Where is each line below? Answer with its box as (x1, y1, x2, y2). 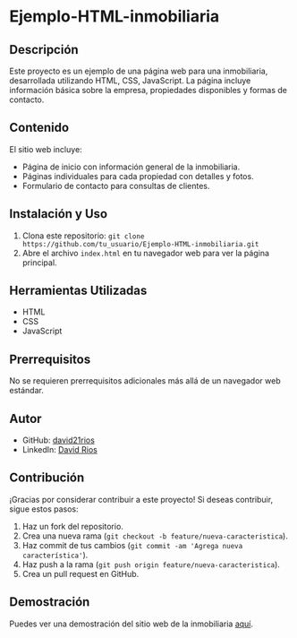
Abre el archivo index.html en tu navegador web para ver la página (21, 247, 270, 258)
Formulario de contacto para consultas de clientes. (21, 180, 210, 191)
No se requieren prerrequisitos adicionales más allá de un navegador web (9, 375, 281, 386)
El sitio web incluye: (9, 143, 82, 154)
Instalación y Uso (9, 206, 108, 221)
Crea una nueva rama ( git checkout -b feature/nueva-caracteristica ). (21, 530, 288, 541)
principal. (21, 257, 57, 268)
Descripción (9, 42, 79, 57)
